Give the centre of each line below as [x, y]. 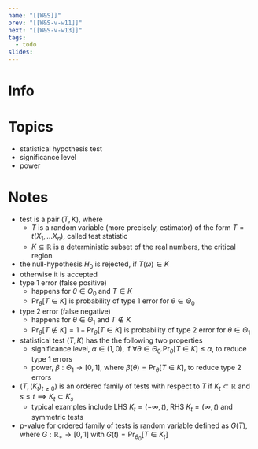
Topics [31, 127]
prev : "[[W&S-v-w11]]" [45, 23]
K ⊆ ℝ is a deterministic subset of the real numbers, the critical [133, 247]
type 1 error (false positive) [63, 282]
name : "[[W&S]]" [35, 15]
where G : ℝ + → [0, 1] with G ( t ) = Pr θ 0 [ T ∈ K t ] [94, 436]
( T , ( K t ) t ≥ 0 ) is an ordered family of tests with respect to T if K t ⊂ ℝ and [135, 387]
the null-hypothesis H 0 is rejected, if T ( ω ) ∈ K [94, 265]
